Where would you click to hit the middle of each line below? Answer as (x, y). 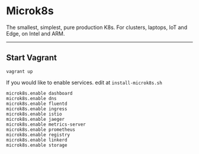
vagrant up (20, 71)
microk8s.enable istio (34, 114)
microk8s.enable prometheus (41, 129)
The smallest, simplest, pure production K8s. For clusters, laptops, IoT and (97, 27)
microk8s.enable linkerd (37, 140)
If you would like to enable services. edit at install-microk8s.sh (84, 82)
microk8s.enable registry (38, 134)
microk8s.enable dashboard (39, 93)
